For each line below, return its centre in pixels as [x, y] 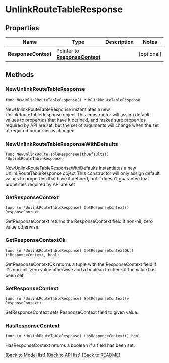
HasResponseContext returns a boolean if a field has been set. [70, 345]
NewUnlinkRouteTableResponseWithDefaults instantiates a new [71, 168]
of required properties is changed [40, 130]
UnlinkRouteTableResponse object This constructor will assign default [77, 114]
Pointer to [68, 51]
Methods [20, 75]
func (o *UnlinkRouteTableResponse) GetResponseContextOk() [70, 251]
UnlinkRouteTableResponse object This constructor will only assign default [82, 173]
